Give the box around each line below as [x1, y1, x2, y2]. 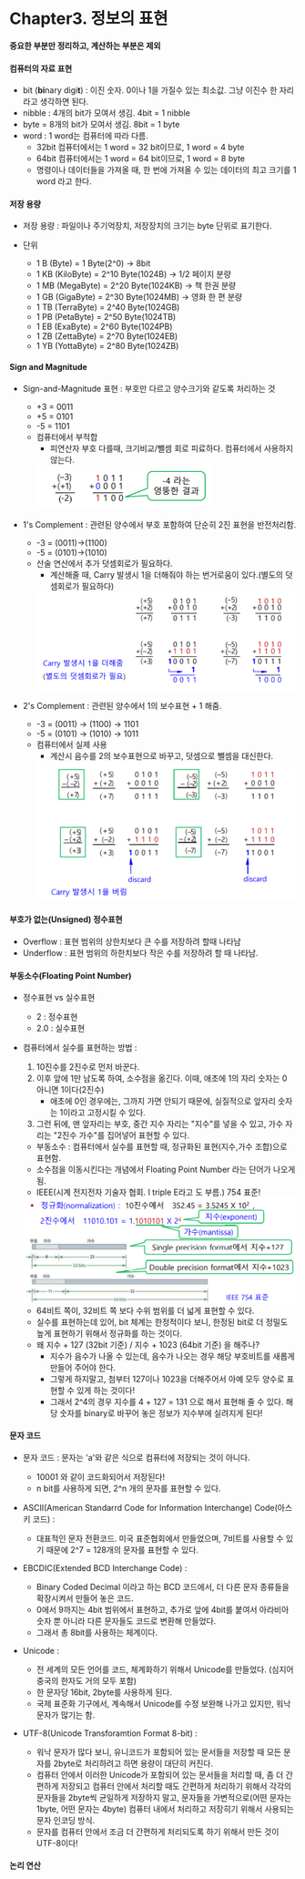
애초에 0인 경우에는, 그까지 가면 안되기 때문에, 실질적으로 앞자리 [49, 1095, 276, 1107]
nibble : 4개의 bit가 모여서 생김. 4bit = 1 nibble [22, 108, 191, 118]
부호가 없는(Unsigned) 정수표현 [9, 914, 123, 925]
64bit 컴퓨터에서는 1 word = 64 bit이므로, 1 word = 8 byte [36, 153, 246, 164]
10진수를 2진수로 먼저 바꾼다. [36, 1062, 140, 1073]
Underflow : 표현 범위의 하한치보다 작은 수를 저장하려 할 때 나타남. [22, 947, 259, 958]
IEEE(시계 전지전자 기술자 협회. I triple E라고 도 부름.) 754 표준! [36, 1186, 261, 1198]
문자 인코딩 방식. [36, 1814, 96, 1825]
